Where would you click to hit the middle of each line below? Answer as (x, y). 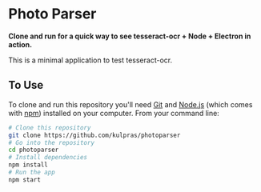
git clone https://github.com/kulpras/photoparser (94, 135)
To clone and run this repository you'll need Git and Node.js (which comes (130, 104)
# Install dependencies (48, 158)
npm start (25, 180)
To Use (26, 85)
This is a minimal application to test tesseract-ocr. (90, 60)
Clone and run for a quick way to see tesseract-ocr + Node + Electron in (130, 36)
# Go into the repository (51, 142)
